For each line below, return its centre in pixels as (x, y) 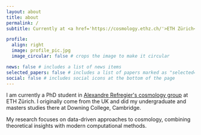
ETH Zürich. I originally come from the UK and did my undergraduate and (96, 101)
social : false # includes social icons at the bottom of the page (91, 78)
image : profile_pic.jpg (41, 51)
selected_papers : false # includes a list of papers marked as (87, 73)
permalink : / (22, 23)
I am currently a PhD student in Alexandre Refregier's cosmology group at (97, 95)
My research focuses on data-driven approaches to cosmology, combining (98, 119)
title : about (22, 17)
